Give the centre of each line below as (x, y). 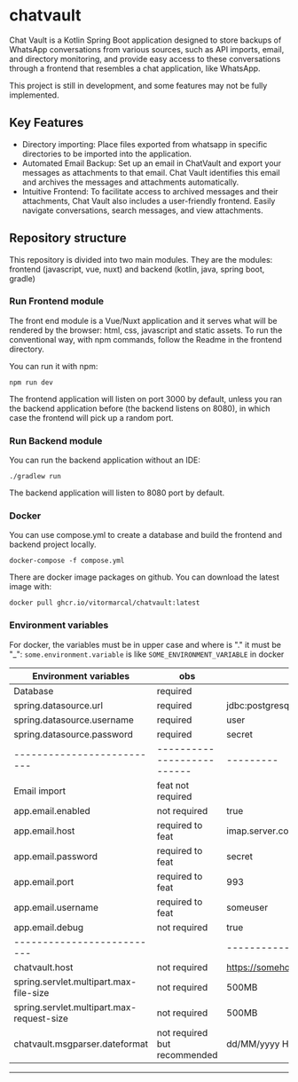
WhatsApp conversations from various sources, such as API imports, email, (147, 49)
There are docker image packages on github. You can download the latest (144, 577)
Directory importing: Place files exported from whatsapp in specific (145, 144)
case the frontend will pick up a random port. (92, 417)
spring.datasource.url (59, 705)
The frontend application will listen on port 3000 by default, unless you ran (145, 399)
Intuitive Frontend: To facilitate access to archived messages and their (150, 191)
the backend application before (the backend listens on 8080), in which (140, 408)
